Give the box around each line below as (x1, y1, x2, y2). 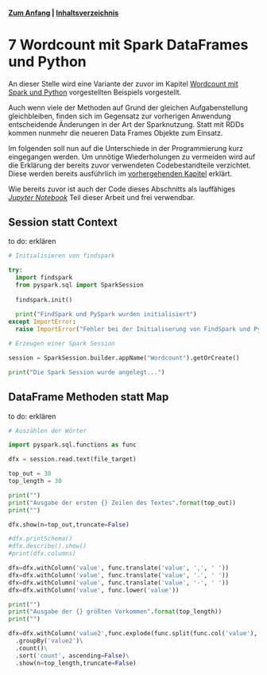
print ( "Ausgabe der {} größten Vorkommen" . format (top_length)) (8, 607, 222, 616)
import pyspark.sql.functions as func (8, 441, 137, 449)
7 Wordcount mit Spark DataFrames (8, 36, 249, 53)
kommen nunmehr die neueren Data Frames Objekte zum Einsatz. (8, 128, 223, 137)
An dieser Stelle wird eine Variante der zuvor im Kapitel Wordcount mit (8, 79, 238, 88)
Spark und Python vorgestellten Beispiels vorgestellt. (8, 87, 182, 97)
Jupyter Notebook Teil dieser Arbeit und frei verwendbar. (8, 192, 195, 202)
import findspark (15, 274, 73, 282)
